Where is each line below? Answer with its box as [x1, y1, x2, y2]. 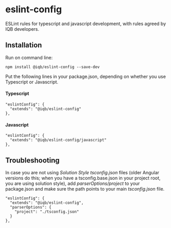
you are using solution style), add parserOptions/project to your [5, 180, 140, 186]
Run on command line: [5, 54, 53, 60]
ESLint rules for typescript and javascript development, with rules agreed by [5, 20, 166, 27]
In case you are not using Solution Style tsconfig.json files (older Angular [5, 169, 160, 175]
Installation [5, 41, 42, 50]
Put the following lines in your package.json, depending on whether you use [5, 73, 166, 79]
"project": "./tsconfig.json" [14, 209, 80, 214]
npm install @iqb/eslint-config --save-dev [5, 64, 100, 70]
